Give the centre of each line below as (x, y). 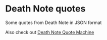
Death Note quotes (45, 9)
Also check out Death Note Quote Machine (50, 32)
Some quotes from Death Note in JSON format (54, 22)
